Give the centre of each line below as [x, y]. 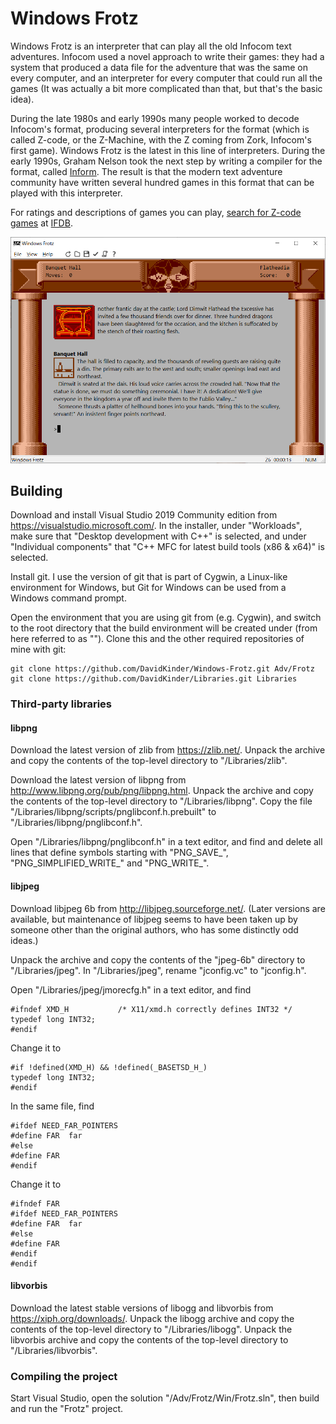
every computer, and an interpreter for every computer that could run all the [166, 78]
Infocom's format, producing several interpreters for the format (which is [160, 129]
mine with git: [38, 649]
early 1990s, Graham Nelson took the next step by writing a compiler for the [166, 161]
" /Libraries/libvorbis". [54, 1350]
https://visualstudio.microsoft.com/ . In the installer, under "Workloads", [156, 526]
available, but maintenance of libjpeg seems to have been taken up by [154, 919]
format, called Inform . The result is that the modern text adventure [146, 171]
